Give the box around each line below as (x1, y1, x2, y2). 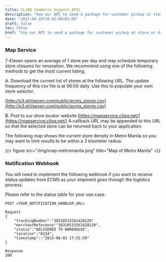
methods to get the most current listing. (5, 68, 85, 74)
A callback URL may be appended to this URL (68, 118, 161, 124)
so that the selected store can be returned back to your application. (5, 123, 142, 129)
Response (5, 248, 23, 254)
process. (5, 181, 23, 188)
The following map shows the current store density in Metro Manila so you (5, 133, 157, 139)
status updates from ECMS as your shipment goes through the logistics (5, 176, 151, 182)
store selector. (5, 88, 35, 94)
